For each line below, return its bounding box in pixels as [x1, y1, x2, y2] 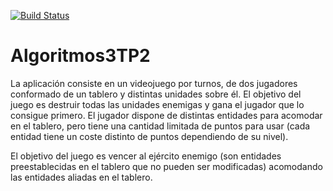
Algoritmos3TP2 [10, 45, 151, 67]
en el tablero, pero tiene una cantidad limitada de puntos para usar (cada [10, 120, 311, 132]
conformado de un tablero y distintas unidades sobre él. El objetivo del [10, 88, 302, 100]
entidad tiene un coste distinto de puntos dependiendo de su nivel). [10, 130, 289, 142]
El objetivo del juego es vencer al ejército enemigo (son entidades [10, 150, 282, 162]
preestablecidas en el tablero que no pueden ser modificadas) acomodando [10, 160, 323, 172]
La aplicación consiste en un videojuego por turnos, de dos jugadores [10, 77, 298, 89]
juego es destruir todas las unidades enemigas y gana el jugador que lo [10, 98, 305, 110]
